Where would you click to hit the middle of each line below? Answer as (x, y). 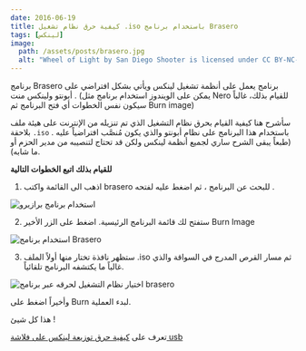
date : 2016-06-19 (43, 18)
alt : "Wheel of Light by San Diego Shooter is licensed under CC (145, 60)
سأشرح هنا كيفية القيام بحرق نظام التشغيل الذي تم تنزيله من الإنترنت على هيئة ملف (151, 122)
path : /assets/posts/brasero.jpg (82, 52)
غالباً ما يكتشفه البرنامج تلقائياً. (74, 267)
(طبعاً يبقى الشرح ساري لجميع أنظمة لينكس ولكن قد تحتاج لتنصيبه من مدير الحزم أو (151, 142)
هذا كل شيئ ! (33, 319)
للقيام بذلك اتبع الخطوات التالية (61, 169)
